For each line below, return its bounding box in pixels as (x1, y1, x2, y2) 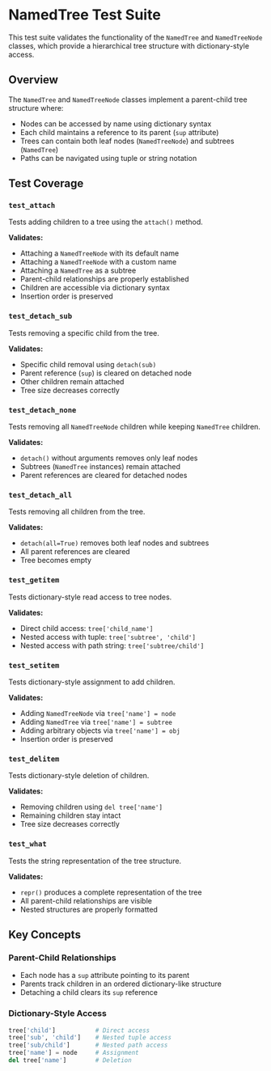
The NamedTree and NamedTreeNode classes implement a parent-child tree (8, 95, 248, 104)
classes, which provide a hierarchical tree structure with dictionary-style (8, 40, 249, 50)
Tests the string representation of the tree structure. (8, 856, 182, 866)
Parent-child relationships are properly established (19, 274, 189, 284)
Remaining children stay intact (19, 811, 121, 820)
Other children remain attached (19, 376, 125, 386)
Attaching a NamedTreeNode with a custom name (19, 257, 177, 267)
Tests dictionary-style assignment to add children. (8, 677, 176, 687)
